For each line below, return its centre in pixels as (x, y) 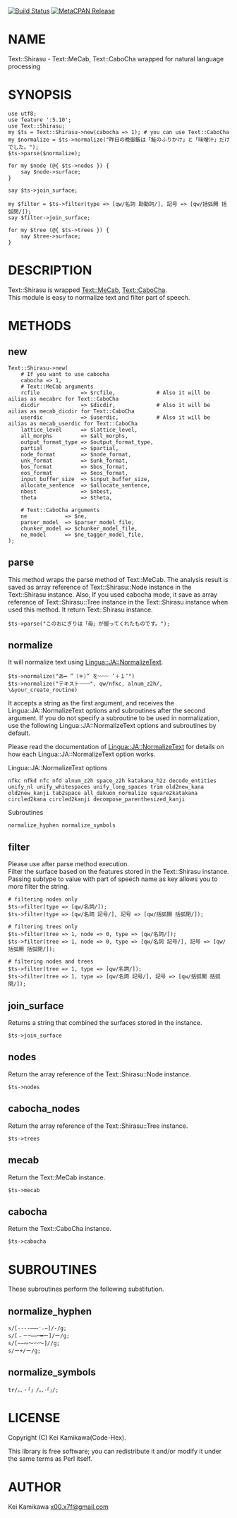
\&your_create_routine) (43, 690)
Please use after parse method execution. (68, 864)
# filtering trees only (43, 927)
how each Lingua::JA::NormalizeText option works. (82, 754)
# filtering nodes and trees (51, 962)
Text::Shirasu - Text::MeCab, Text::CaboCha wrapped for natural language (116, 59)
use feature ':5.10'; (40, 120)
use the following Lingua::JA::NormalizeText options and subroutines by (112, 726)
